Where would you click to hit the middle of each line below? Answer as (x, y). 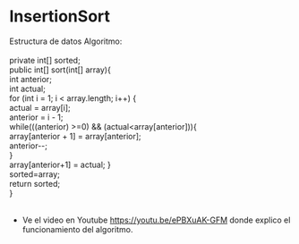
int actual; (28, 88)
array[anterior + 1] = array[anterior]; (75, 136)
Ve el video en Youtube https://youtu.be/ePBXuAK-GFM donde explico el (156, 220)
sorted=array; (35, 174)
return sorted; (35, 183)
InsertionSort (60, 17)
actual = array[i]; (40, 107)
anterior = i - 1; (36, 117)
